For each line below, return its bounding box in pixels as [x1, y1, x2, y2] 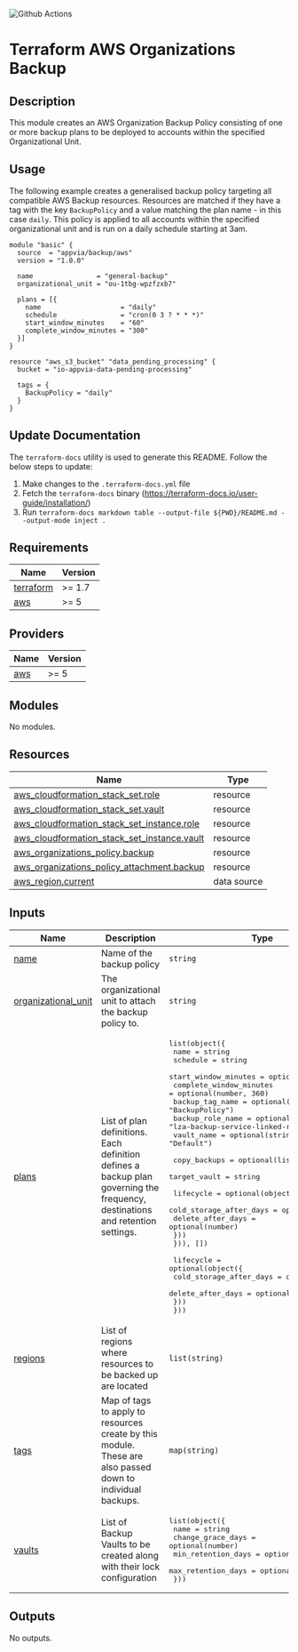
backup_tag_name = [172, 1096, 247, 1106]
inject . [74, 516, 106, 525]
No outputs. [9, 1632, 52, 1643]
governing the [100, 1182, 160, 1194]
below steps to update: [9, 461, 93, 471]
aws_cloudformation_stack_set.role [13, 788, 161, 800]
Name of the [100, 947, 153, 959]
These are [100, 1449, 144, 1462]
